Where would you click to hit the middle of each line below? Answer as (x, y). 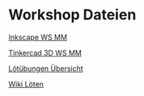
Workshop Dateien (72, 15)
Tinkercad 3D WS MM (45, 52)
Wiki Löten (26, 84)
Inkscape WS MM (38, 37)
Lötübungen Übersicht (46, 68)
